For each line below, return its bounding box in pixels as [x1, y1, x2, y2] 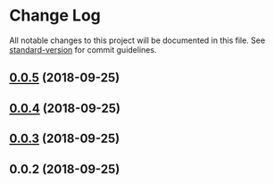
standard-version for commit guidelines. [9, 44, 157, 54]
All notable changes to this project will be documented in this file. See [9, 35, 266, 46]
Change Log [9, 5, 101, 26]
